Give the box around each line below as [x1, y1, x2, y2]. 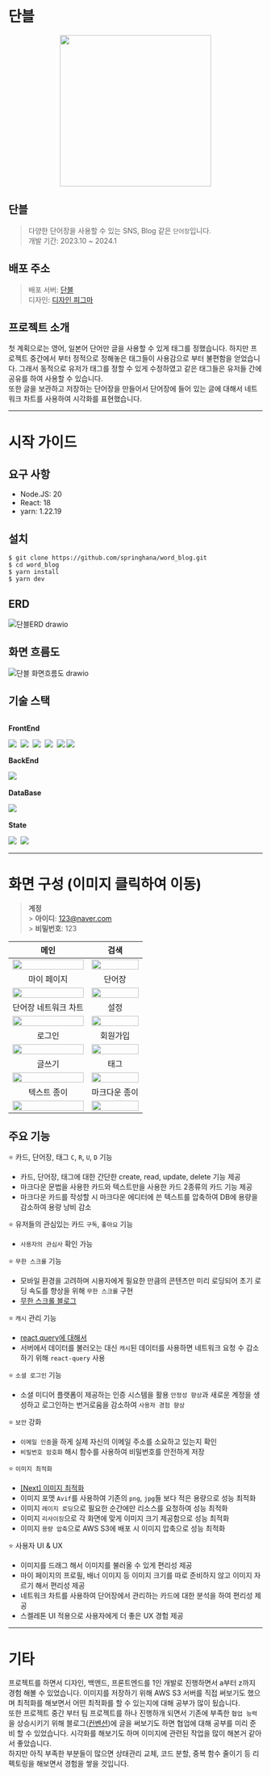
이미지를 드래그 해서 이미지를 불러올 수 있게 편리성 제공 [19, 1560, 193, 1570]
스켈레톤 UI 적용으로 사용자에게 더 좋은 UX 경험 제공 [19, 1611, 184, 1621]
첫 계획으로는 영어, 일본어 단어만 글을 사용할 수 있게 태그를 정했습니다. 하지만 [8, 344, 249, 354]
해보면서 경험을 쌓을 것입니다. [35, 1759, 129, 1769]
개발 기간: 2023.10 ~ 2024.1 [27, 236, 117, 245]
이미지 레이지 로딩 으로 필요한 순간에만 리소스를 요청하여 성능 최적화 [19, 1503, 228, 1514]
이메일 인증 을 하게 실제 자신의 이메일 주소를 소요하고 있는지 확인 [19, 1437, 218, 1447]
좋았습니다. [16, 1739, 52, 1749]
